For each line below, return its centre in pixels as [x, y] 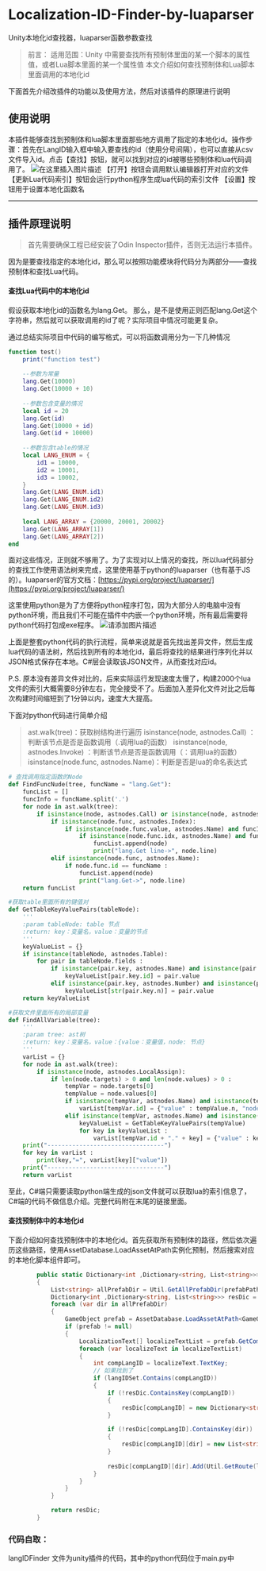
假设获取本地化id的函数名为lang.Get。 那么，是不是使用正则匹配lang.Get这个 [133, 310]
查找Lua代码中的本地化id [49, 291]
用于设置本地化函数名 [49, 189]
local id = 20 [46, 411]
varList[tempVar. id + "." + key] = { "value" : [171, 1138]
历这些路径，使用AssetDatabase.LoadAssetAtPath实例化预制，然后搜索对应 [131, 1249]
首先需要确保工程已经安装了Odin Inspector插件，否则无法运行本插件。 [142, 245]
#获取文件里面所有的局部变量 [48, 1013]
